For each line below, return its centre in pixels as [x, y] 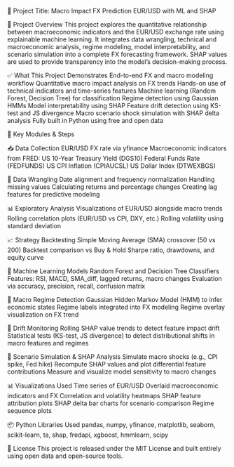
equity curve [26, 257]
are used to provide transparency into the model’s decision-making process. [117, 62]
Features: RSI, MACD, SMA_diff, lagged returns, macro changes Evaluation [115, 278]
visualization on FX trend [43, 315]
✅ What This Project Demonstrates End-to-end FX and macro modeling [110, 75]
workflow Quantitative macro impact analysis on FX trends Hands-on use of [117, 83]
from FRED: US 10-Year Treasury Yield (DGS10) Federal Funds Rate [104, 158]
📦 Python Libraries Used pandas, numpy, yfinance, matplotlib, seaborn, [111, 425]
